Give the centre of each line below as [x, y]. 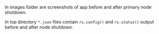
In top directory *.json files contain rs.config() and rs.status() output [79, 22]
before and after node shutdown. [39, 27]
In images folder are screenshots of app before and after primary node [78, 7]
